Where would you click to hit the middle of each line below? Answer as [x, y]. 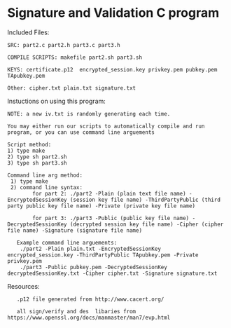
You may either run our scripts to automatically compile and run [106, 126]
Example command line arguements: [67, 242]
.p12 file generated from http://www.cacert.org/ [90, 299]
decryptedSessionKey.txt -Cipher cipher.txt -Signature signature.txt [112, 273]
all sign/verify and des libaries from [76, 311]
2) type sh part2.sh [37, 157]
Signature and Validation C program [113, 13]
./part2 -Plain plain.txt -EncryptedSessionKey [90, 249]
